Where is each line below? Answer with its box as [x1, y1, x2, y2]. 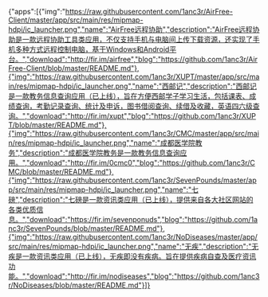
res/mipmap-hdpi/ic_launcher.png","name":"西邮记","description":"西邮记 [16, 81, 258, 91]
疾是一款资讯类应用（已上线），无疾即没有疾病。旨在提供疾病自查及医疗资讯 [8, 252, 257, 261]
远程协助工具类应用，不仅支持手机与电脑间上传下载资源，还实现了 [35, 35, 253, 44]
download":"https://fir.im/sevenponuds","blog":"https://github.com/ [29, 215, 251, 224]
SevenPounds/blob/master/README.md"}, [25, 224, 166, 233]
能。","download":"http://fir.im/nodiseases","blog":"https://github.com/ [8, 272, 241, 281]
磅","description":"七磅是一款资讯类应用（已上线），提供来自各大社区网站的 [8, 195, 254, 204]
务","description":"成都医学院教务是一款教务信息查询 [8, 148, 180, 158]
